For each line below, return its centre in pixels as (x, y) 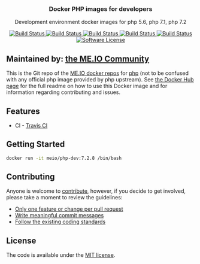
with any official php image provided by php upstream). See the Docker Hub (100, 80)
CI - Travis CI (31, 125)
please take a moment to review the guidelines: (64, 198)
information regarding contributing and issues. (63, 92)
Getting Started (36, 145)
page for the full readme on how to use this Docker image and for (87, 86)
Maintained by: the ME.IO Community (78, 59)
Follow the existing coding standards (60, 222)
